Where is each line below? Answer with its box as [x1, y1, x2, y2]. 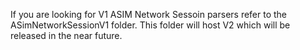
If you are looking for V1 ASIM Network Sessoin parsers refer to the [10, 9, 288, 20]
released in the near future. [10, 30, 123, 41]
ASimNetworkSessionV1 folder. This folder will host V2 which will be [10, 19, 291, 31]
